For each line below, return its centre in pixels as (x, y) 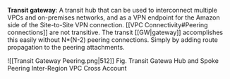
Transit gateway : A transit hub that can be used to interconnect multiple (112, 10)
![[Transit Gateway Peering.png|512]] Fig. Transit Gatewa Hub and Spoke (113, 61)
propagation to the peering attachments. (66, 47)
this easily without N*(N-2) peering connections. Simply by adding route (113, 40)
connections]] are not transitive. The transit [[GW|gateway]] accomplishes (115, 32)
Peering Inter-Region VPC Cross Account (67, 68)
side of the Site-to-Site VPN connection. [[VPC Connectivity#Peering (108, 25)
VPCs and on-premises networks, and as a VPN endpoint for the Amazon (114, 17)
